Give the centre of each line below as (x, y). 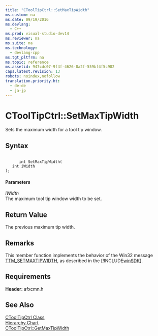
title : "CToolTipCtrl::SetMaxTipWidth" (48, 10)
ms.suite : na (19, 43)
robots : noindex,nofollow (33, 76)
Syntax (17, 146)
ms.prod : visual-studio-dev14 (37, 34)
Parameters (18, 182)
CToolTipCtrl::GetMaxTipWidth (37, 328)
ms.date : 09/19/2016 (27, 19)
